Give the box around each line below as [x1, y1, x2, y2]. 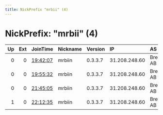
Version [86, 46, 105, 52]
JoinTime [31, 46, 53, 52]
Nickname [58, 46, 82, 52]
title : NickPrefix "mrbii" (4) [5, 7, 68, 12]
